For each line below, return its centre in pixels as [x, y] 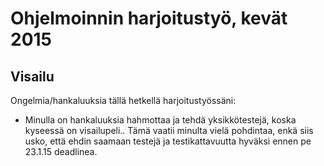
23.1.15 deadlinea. [61, 151]
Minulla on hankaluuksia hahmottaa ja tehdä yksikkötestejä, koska [160, 120]
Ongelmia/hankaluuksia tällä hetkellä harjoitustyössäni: [123, 100]
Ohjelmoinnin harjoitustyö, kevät [149, 18]
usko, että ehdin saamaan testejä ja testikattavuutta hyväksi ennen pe [168, 141]
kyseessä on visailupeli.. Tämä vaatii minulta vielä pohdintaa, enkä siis [169, 130]
